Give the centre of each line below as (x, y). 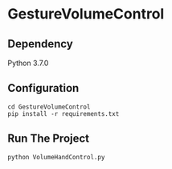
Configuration (43, 88)
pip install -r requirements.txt (63, 113)
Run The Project (49, 139)
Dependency (40, 44)
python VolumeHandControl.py (56, 157)
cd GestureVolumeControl (49, 107)
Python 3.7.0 (28, 63)
